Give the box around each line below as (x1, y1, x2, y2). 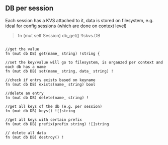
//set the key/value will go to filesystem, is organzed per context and (5, 60, 163, 65)
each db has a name (5, 64, 46, 69)
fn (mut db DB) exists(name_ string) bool (5, 82, 96, 87)
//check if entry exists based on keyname (5, 78, 96, 83)
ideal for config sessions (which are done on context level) (5, 23, 127, 29)
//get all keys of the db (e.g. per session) (5, 104, 102, 109)
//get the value (5, 46, 39, 52)
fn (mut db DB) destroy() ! (5, 134, 64, 140)
